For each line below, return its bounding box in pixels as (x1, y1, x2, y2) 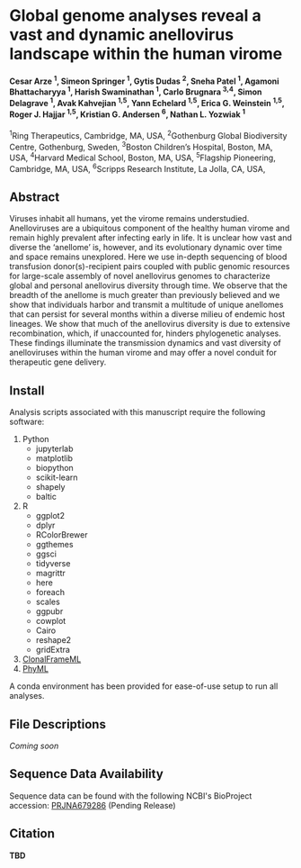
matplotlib (35, 453, 74, 464)
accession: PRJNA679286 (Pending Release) (9, 800, 177, 810)
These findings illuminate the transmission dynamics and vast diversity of (9, 338, 281, 348)
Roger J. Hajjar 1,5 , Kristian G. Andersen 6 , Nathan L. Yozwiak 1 (9, 107, 245, 120)
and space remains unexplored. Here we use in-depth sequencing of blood (9, 251, 288, 262)
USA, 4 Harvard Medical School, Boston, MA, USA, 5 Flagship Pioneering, (9, 150, 276, 163)
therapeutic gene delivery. (9, 357, 107, 367)
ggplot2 (35, 511, 66, 521)
